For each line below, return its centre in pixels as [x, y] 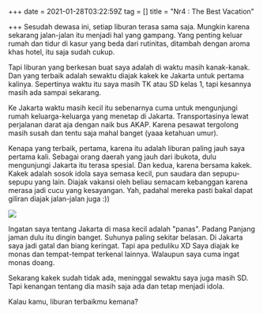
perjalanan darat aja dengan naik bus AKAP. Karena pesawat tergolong [123, 125]
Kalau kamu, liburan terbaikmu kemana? [73, 301]
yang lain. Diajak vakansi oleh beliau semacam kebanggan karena [141, 182]
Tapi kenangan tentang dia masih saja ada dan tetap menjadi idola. [116, 286]
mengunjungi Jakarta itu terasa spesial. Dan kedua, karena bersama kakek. [130, 165]
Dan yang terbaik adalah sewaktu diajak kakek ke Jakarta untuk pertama [126, 76]
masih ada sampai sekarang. [54, 93]
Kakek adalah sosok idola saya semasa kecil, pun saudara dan [109, 174]
